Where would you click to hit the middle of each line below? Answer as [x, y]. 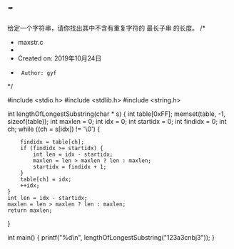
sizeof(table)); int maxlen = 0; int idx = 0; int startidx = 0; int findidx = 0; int [117, 121]
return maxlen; [30, 210]
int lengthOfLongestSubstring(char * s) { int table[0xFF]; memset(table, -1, [117, 114]
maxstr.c [30, 42]
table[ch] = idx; [46, 179]
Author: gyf [39, 73]
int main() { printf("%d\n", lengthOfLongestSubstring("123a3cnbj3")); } [111, 237]
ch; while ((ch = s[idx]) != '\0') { [54, 129]
